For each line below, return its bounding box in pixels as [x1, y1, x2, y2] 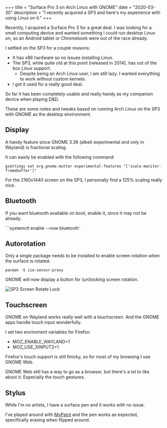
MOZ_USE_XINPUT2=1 [12, 344, 59, 350]
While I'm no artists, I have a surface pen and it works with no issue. [5, 402, 145, 408]
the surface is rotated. [5, 258, 51, 264]
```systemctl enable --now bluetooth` [5, 225, 81, 231]
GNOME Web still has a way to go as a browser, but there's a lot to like [5, 369, 150, 375]
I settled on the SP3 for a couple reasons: [5, 45, 91, 51]
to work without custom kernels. [19, 76, 86, 82]
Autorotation [5, 240, 46, 248]
